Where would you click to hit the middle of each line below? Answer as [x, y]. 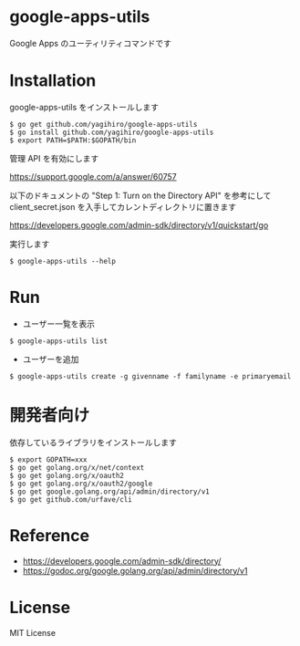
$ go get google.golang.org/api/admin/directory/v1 [109, 491]
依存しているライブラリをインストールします [93, 442]
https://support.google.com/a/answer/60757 [93, 176]
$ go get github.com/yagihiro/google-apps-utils [103, 124]
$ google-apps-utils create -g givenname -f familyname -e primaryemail [150, 376]
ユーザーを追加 [51, 359]
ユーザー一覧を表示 [59, 323]
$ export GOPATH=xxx [49, 459]
